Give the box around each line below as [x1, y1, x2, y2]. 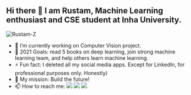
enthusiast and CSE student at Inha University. [6, 15, 182, 25]
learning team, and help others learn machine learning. [14, 54, 149, 62]
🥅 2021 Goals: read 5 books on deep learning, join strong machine [14, 48, 176, 55]
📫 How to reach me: [14, 83, 66, 90]
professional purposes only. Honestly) [14, 69, 108, 76]
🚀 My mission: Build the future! [14, 76, 90, 83]
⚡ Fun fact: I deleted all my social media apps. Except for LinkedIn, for [14, 61, 185, 68]
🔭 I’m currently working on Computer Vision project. [14, 42, 142, 49]
